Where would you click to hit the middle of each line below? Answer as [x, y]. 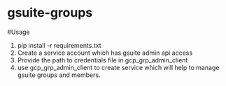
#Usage [19, 32]
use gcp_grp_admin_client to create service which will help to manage [118, 67]
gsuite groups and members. [59, 75]
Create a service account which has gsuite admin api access [105, 53]
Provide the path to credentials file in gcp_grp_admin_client [103, 60]
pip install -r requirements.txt [59, 45]
